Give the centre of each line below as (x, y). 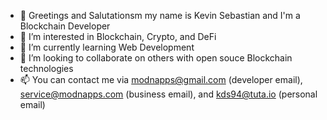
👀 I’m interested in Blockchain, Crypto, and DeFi (118, 36)
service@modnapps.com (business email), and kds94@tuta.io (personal (168, 94)
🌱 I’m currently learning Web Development (107, 47)
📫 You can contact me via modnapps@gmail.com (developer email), (161, 79)
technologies (46, 68)
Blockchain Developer (65, 26)
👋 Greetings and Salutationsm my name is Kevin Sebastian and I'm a (160, 15)
